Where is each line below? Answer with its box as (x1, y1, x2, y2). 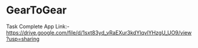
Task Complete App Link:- (6, 23, 70, 30)
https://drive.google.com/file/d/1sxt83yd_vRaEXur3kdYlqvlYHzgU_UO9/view (6, 29, 192, 36)
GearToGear (6, 4, 67, 17)
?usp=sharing (6, 35, 40, 42)
